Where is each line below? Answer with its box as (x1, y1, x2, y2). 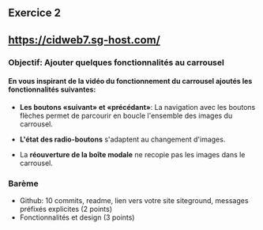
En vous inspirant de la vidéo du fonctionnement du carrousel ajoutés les (8, 77, 253, 86)
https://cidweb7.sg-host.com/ (8, 33, 160, 47)
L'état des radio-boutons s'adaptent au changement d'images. (19, 134, 226, 144)
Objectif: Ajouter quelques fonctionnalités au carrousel (8, 57, 225, 68)
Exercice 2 (8, 6, 62, 20)
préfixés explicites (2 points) (19, 205, 113, 214)
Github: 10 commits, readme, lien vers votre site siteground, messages (19, 196, 249, 205)
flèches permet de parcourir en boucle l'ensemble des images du (19, 111, 233, 120)
